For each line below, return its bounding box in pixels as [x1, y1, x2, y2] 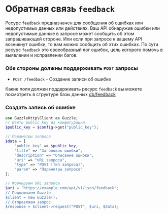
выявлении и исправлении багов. [5, 52, 78, 58]
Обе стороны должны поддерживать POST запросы [5, 64, 139, 71]
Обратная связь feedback [5, 3, 115, 15]
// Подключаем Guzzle [5, 190, 51, 195]
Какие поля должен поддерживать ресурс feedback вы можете [5, 86, 142, 92]
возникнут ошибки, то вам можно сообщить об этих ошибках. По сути [5, 41, 159, 47]
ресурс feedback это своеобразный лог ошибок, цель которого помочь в [5, 47, 163, 53]
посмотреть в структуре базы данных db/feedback [5, 92, 116, 98]
